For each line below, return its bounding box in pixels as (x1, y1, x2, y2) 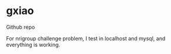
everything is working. (6, 41, 61, 48)
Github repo (6, 23, 35, 31)
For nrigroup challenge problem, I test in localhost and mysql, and (6, 35, 166, 42)
